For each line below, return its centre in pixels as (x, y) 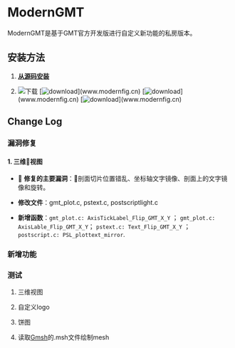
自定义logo (33, 307)
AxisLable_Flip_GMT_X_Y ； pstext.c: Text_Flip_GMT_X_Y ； (104, 227)
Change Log (35, 122)
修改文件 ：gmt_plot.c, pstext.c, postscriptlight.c (88, 203)
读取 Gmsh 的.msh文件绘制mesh (63, 337)
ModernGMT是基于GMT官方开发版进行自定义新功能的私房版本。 (102, 33)
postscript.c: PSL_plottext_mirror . (72, 235)
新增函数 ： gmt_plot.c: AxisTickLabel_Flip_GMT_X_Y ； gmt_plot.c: (116, 218)
